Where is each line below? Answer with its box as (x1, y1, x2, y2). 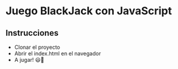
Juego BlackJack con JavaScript (5, 4, 172, 18)
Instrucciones (5, 28, 59, 38)
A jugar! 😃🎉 (14, 57, 44, 63)
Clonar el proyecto (14, 43, 61, 51)
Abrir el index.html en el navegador (14, 50, 101, 57)
